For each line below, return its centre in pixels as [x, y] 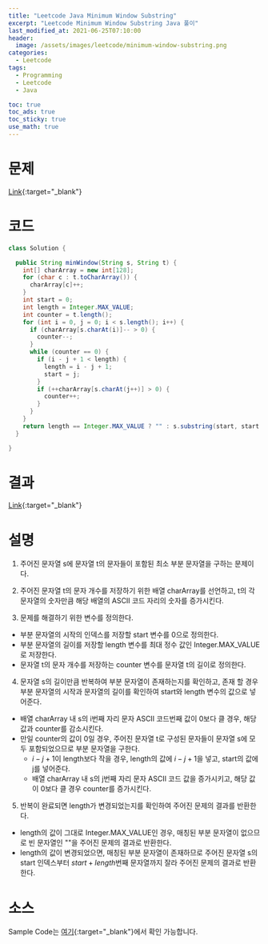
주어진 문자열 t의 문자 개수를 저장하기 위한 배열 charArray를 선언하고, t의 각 [137, 591]
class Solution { [37, 248]
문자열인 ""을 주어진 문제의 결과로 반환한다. [104, 843]
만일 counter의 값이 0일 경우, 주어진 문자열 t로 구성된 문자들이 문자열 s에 [134, 739]
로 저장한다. [38, 655]
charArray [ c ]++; [56, 285]
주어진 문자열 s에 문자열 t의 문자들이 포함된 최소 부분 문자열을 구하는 [126, 564]
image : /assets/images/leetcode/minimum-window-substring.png [121, 46]
